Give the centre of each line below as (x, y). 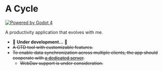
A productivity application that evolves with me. (54, 32)
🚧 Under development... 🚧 (40, 42)
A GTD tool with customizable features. (53, 47)
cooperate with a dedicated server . (48, 57)
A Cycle (22, 9)
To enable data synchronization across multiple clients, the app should (85, 52)
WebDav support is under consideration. (61, 63)
